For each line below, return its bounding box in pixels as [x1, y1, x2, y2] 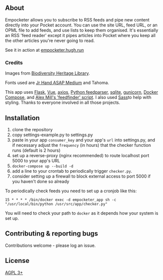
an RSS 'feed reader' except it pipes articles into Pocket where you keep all [5, 32, 156, 38]
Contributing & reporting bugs [5, 229, 98, 238]
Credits [5, 59, 23, 66]
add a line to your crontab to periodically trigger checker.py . [12, 168, 132, 174]
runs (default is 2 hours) [12, 147, 61, 153]
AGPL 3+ [5, 269, 23, 275]
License [5, 257, 30, 265]
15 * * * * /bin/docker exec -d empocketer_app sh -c [5, 197, 117, 202]
